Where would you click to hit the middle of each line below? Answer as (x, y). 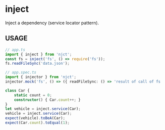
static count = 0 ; (33, 95)
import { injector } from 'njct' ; (41, 77)
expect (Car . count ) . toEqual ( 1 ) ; (37, 123)
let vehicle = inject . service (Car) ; (43, 109)
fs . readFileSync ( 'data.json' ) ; (37, 64)
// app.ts (15, 50)
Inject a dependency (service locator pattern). (52, 23)
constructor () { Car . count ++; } (47, 100)
